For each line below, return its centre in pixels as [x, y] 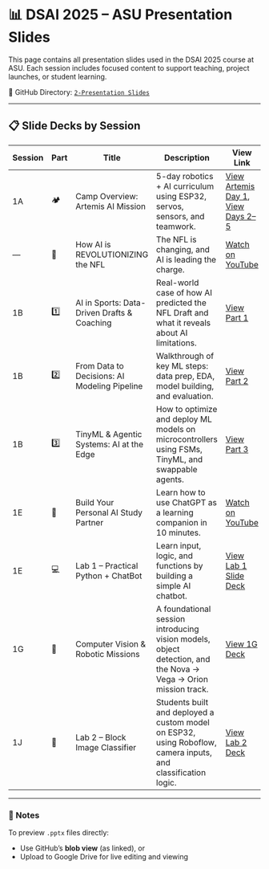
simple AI [173, 585]
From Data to [100, 365]
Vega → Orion [182, 679]
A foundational [183, 609]
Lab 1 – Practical [107, 565]
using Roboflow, [187, 742]
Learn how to [181, 492]
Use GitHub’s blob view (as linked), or [82, 848]
